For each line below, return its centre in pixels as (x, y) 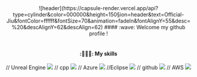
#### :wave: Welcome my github (145, 27)
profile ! (98, 33)
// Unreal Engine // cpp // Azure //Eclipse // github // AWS (95, 67)
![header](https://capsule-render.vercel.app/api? (98, 8)
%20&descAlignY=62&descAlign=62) (57, 27)
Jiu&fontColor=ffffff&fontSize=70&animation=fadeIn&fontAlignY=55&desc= (98, 21)
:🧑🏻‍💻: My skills (98, 53)
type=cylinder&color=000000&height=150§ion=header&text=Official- (98, 14)
